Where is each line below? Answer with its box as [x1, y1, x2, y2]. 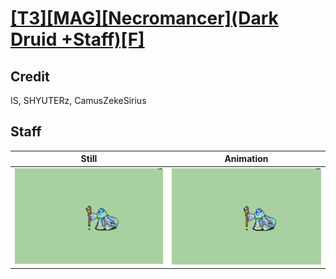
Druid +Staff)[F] [10, 28, 145, 51]
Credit [10, 68, 50, 85]
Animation [224, 153, 269, 165]
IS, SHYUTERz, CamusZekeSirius [10, 95, 147, 106]
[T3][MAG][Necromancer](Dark [10, 7, 279, 30]
